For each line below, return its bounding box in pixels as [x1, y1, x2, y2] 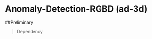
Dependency [17, 28, 43, 34]
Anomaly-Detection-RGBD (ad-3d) [5, 3, 148, 14]
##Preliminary [5, 19, 33, 25]
